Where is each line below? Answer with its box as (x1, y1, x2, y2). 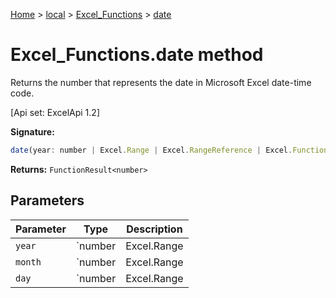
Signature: (10, 125, 55, 138)
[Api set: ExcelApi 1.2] (10, 106, 100, 118)
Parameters (10, 192, 85, 209)
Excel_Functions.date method (10, 44, 264, 66)
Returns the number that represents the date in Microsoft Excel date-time (10, 76, 312, 88)
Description (126, 222, 183, 236)
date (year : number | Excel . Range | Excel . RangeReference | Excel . (10, 145, 293, 155)
